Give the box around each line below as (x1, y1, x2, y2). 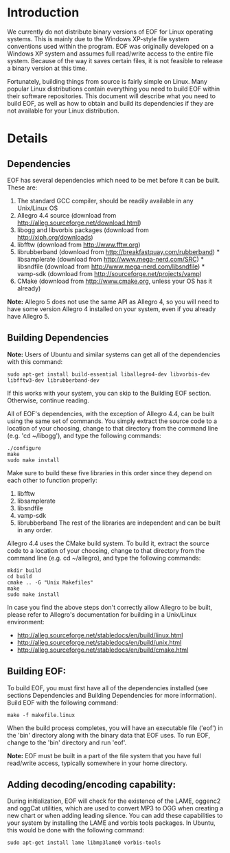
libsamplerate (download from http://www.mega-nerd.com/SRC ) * (16, 255, 204, 263)
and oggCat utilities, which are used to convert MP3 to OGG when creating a (7, 804, 224, 812)
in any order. (16, 525, 53, 534)
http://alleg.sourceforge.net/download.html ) (16, 218, 142, 227)
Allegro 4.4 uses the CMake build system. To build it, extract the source (7, 539, 209, 547)
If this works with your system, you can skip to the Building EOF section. (7, 389, 211, 397)
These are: (7, 183, 38, 192)
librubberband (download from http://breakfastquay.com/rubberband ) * (16, 247, 220, 255)
